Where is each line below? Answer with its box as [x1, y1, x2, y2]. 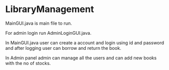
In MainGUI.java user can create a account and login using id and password [5, 39, 164, 46]
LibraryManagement [5, 4, 94, 15]
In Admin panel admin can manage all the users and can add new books [5, 54, 157, 61]
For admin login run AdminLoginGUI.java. [5, 30, 92, 36]
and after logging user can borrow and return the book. [5, 45, 122, 51]
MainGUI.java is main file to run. [5, 20, 73, 26]
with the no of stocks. [5, 60, 51, 66]
